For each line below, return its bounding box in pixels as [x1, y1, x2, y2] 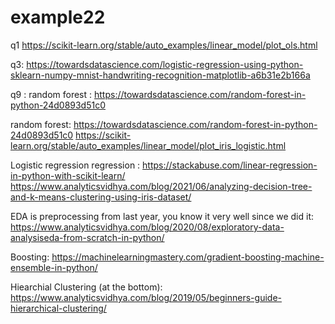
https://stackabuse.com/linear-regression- [142, 159, 318, 171]
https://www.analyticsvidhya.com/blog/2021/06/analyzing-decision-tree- [10, 180, 313, 192]
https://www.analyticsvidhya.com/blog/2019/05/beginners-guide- [10, 291, 282, 303]
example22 [10, 6, 106, 29]
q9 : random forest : [10, 88, 93, 100]
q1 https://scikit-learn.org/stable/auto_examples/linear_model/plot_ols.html [10, 39, 318, 51]
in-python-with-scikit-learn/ [10, 169, 126, 181]
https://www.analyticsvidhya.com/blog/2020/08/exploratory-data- [10, 221, 285, 233]
